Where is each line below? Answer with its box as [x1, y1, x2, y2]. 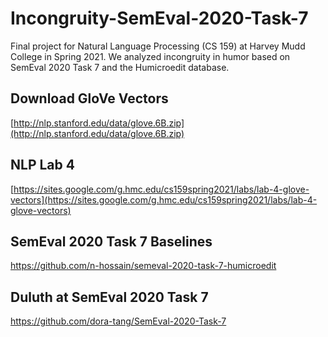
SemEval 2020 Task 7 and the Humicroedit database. [10, 61, 230, 73]
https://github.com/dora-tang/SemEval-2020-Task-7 [10, 315, 227, 327]
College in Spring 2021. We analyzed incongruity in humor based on [10, 50, 291, 62]
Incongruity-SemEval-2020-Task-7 [10, 7, 309, 30]
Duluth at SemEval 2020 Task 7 [10, 288, 209, 306]
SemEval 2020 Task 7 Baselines [10, 233, 213, 250]
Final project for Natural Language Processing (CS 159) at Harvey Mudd [10, 40, 306, 52]
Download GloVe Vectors [10, 90, 169, 107]
